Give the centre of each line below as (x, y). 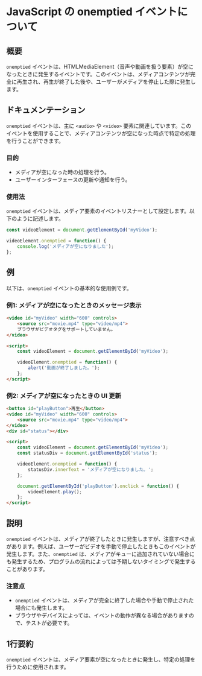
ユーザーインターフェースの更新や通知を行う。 (73, 180)
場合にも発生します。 (41, 608)
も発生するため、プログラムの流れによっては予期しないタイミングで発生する (101, 561)
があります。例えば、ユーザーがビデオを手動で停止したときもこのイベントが (101, 546)
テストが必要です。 (49, 623)
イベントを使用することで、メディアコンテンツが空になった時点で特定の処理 (101, 133)
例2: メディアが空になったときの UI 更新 (64, 396)
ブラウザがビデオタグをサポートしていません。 (66, 329)
